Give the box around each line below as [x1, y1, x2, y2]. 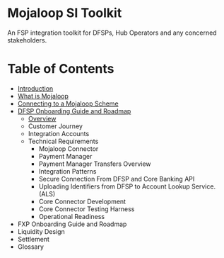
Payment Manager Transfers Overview [38, 159, 151, 168]
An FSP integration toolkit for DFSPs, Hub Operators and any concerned [7, 28, 217, 37]
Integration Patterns [38, 167, 97, 175]
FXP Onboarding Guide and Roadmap [17, 220, 127, 228]
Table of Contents [7, 61, 114, 77]
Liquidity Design [17, 227, 65, 235]
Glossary [17, 242, 45, 251]
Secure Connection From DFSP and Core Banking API [38, 174, 195, 183]
